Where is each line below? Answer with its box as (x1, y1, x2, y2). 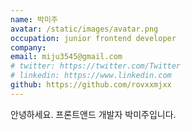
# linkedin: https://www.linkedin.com (10, 71, 172, 81)
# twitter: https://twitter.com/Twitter (10, 61, 182, 71)
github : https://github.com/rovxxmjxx (10, 80, 172, 90)
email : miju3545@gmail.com (10, 52, 123, 62)
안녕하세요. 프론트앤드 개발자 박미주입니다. (10, 108, 177, 120)
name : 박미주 (10, 14, 58, 25)
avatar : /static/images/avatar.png (10, 24, 159, 34)
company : (10, 42, 47, 53)
